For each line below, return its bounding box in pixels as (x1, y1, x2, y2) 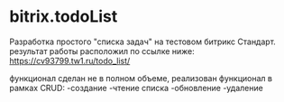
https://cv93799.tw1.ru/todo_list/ (9, 55, 131, 66)
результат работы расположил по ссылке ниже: (9, 45, 196, 56)
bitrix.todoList (9, 6, 118, 27)
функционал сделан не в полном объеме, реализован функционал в (9, 72, 273, 83)
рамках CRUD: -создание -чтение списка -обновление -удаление (9, 82, 263, 93)
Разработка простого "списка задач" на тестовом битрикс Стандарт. (9, 36, 277, 47)
